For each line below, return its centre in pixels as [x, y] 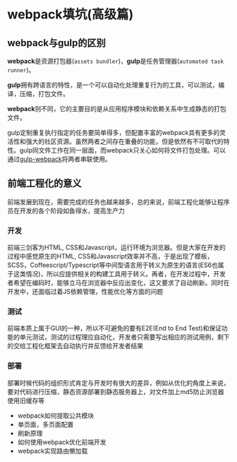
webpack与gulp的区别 [56, 43]
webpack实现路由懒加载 [53, 451]
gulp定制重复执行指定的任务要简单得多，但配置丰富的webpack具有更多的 [114, 132]
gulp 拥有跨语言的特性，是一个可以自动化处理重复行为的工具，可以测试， [113, 85]
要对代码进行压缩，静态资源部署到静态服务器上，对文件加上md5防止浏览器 [116, 391]
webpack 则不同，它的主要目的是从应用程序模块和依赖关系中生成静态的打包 [117, 109]
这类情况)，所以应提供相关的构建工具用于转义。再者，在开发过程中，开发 [120, 274]
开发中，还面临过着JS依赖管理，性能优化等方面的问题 [85, 292]
